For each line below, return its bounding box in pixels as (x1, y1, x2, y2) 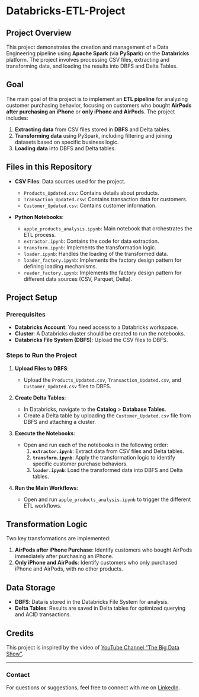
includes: (6, 114, 28, 121)
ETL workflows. (23, 502, 62, 509)
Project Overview (6, 28, 72, 38)
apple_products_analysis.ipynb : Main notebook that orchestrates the (23, 224, 192, 232)
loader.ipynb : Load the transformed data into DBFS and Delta (32, 466, 183, 473)
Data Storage (6, 582, 56, 593)
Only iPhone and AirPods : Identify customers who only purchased (14, 559, 178, 566)
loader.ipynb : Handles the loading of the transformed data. (23, 250, 169, 257)
